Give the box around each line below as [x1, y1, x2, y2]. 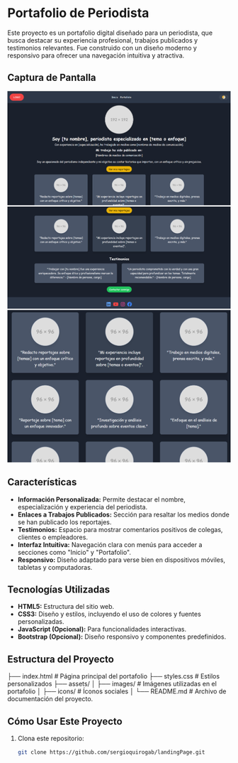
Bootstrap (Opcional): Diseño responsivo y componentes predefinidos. [17, 632, 227, 641]
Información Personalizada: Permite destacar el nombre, [17, 495, 186, 504]
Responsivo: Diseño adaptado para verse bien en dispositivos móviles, [17, 556, 225, 564]
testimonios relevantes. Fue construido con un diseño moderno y [7, 43, 197, 52]
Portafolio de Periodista [7, 5, 149, 21]
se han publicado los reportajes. [17, 517, 112, 526]
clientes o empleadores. [17, 533, 89, 541]
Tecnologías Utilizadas [7, 584, 110, 596]
